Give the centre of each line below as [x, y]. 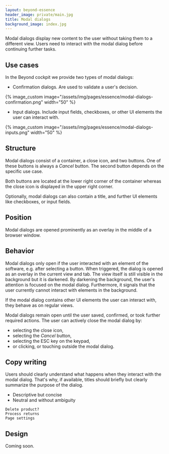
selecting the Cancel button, [42, 335]
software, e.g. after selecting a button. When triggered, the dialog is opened [84, 268]
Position [18, 218]
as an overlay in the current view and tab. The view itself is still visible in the [84, 274]
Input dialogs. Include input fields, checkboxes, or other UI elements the [87, 112]
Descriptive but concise [37, 395]
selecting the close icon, [38, 330]
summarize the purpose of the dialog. [44, 385]
